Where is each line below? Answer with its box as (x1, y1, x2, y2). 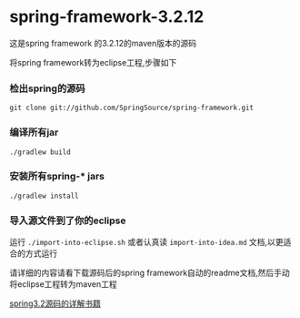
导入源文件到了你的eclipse (9, 214, 126, 227)
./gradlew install (9, 191, 79, 200)
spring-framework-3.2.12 (9, 6, 205, 27)
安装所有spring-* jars (9, 170, 105, 183)
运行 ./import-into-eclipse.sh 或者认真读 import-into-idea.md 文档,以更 (9, 237, 284, 248)
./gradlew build (9, 148, 71, 157)
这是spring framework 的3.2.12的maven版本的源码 (9, 37, 197, 48)
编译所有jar (9, 126, 59, 138)
